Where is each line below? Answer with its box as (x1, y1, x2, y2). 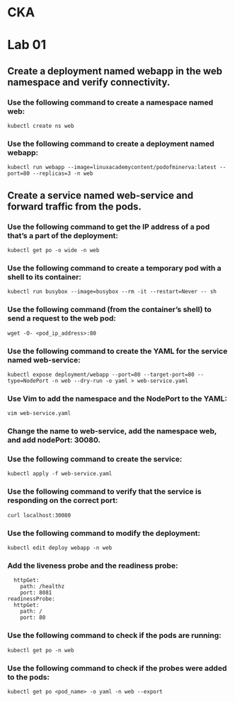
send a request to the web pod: (7, 313, 117, 323)
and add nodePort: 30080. (7, 435, 101, 445)
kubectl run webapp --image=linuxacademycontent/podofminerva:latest (7, 164, 217, 171)
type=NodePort (7, 377, 50, 384)
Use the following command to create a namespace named (7, 97, 214, 107)
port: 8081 (20, 589, 52, 597)
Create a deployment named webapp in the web (7, 65, 223, 77)
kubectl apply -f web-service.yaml (7, 470, 113, 477)
